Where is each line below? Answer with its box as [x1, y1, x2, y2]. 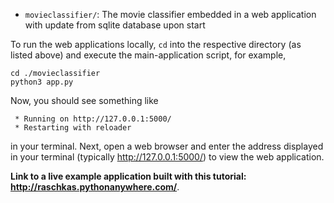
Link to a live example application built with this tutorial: [10, 170, 247, 182]
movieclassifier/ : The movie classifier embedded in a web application [24, 9, 317, 20]
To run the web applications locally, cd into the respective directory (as [10, 39, 302, 50]
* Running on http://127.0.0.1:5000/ [14, 114, 172, 124]
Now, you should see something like [10, 95, 159, 106]
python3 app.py [10, 77, 74, 87]
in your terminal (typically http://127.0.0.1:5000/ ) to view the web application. [10, 151, 325, 163]
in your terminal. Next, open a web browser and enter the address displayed [10, 140, 324, 152]
